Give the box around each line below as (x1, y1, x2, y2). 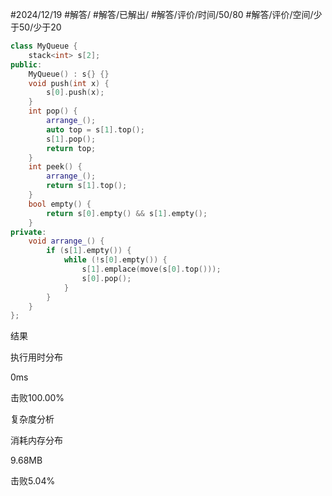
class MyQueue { (10, 41, 78, 51)
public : (10, 59, 43, 70)
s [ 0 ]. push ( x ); (46, 88, 105, 98)
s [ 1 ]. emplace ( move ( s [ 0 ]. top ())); (81, 264, 222, 274)
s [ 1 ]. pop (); (46, 134, 97, 144)
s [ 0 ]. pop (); (81, 273, 132, 283)
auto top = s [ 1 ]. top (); (46, 124, 145, 135)
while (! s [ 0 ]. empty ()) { (63, 255, 168, 265)
